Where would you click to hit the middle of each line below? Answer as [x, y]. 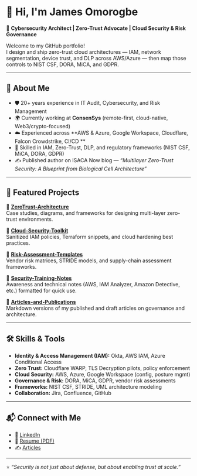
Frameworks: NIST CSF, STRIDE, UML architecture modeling [88, 387]
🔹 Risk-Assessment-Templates [45, 254]
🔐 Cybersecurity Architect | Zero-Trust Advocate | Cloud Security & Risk [96, 28]
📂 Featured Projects [43, 193]
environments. [36, 219]
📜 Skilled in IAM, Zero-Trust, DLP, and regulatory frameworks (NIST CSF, [102, 147]
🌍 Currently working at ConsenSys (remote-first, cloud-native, [91, 118]
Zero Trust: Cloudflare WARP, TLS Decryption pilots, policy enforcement [102, 368]
